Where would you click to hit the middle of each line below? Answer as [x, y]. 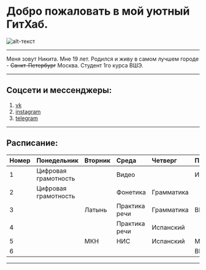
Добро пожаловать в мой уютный [98, 11]
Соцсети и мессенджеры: [59, 90]
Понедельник [57, 160]
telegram [26, 118]
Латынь [96, 209]
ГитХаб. [27, 24]
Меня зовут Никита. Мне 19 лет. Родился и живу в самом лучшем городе [103, 59]
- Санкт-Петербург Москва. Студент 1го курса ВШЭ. [75, 65]
